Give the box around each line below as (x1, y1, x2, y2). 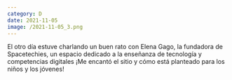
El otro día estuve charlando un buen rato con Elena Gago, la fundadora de (7, 43, 223, 51)
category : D (7, 10, 42, 18)
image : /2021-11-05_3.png (7, 23, 83, 30)
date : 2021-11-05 (7, 17, 58, 24)
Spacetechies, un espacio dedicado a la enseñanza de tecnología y (7, 50, 202, 58)
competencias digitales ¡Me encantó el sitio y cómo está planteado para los (7, 58, 226, 66)
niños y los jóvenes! (7, 65, 64, 74)
